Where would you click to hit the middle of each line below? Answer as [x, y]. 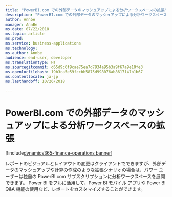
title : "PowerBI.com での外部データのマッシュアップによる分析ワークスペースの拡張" [86, 10]
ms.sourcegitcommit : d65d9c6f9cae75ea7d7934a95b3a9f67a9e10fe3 [74, 67]
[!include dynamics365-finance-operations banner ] [59, 153]
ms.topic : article [25, 34]
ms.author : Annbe [24, 53]
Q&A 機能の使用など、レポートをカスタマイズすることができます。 [75, 189]
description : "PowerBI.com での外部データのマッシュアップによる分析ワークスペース [86, 15]
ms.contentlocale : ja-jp [32, 77]
